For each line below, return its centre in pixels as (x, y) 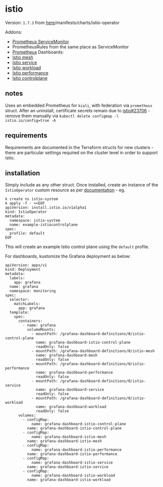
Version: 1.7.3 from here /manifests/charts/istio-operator (62, 23)
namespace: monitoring (33, 291)
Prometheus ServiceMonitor (41, 41)
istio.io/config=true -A (30, 120)
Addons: (14, 32)
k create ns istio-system (31, 199)
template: (19, 312)
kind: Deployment (23, 270)
